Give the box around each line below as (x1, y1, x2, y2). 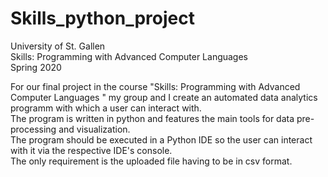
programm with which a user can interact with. (10, 102, 202, 114)
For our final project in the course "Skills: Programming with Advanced (10, 80, 301, 92)
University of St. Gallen (10, 40, 106, 52)
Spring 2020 (10, 61, 62, 73)
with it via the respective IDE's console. (10, 144, 173, 156)
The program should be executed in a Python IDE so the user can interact (10, 133, 313, 146)
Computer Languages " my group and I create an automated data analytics (10, 91, 318, 103)
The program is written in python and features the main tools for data (10, 112, 295, 124)
